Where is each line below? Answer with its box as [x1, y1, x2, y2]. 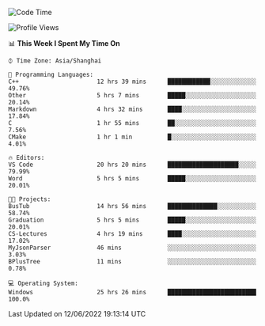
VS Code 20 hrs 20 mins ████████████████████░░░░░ [8, 161, 257, 169]
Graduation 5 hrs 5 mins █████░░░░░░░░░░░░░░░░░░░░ [8, 216, 257, 224]
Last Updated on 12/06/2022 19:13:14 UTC [8, 309, 146, 318]
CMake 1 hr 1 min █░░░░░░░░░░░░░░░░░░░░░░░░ [8, 133, 257, 141]
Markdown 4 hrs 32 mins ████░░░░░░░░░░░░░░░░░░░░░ [8, 105, 257, 113]
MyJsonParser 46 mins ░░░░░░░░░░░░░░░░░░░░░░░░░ [8, 244, 257, 252]
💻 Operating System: [8, 279, 79, 287]
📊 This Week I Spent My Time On [8, 39, 120, 47]
